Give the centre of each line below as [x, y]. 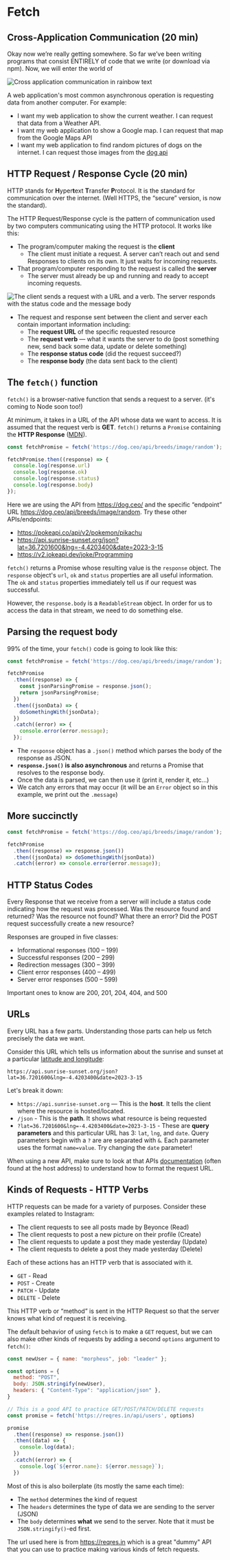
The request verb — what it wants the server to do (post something [123, 339]
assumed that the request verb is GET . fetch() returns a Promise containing [114, 427]
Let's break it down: [35, 1090]
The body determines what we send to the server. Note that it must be [116, 1521]
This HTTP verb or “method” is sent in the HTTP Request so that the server [113, 1311]
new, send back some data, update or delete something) [107, 346]
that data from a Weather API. [59, 123]
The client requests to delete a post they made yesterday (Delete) [110, 1249]
